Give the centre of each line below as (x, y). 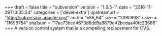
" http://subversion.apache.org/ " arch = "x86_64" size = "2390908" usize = (81, 18)
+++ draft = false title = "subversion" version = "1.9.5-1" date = (68, 7)
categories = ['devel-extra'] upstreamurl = (76, 12)
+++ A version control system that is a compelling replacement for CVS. (78, 28)
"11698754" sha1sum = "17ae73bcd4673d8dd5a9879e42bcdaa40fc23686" (81, 23)
